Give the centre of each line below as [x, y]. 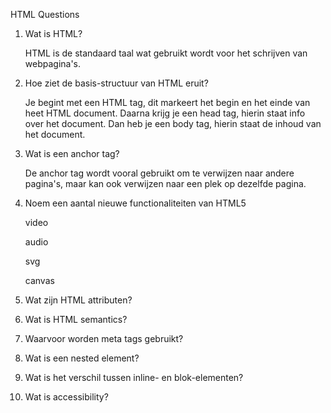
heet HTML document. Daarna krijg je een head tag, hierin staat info [165, 113]
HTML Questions [45, 14]
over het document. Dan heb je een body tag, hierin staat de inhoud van [173, 123]
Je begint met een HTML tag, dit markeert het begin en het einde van [167, 102]
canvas [39, 280]
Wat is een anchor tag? [72, 153]
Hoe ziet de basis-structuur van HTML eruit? [116, 83]
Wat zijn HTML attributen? [78, 300]
